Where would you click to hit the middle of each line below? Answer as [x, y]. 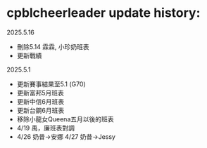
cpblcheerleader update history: [103, 13]
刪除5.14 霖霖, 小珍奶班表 [53, 46]
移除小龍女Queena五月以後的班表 [65, 119]
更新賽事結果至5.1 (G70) [51, 84]
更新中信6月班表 [40, 101]
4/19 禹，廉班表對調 [46, 128]
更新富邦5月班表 [40, 93]
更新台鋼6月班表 [40, 110]
